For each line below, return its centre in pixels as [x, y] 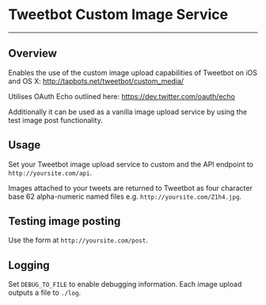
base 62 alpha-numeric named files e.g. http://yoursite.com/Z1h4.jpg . [125, 196]
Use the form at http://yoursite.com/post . [78, 240]
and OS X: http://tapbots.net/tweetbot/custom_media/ [96, 81]
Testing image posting [65, 221]
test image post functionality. [55, 120]
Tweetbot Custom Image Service [118, 15]
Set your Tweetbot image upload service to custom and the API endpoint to [131, 164]
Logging [29, 265]
